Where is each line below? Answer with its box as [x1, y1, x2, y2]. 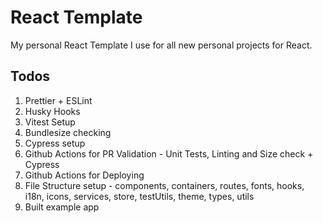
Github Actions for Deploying [24, 169, 145, 181]
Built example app [24, 201, 100, 213]
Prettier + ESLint [24, 94, 93, 106]
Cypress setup [24, 137, 86, 149]
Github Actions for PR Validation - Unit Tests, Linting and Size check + [24, 147, 314, 160]
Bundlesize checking [24, 126, 112, 138]
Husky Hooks [24, 105, 81, 117]
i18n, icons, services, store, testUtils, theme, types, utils [24, 190, 255, 202]
